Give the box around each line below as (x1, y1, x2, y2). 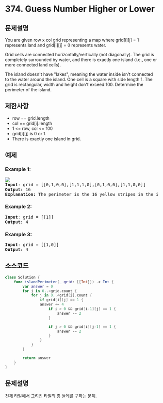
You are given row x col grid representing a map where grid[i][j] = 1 (5, 37, 139, 43)
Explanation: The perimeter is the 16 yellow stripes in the (5, 192, 154, 197)
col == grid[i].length (12, 120, 52, 126)
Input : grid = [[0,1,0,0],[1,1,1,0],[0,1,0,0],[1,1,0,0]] (5, 182, 146, 187)
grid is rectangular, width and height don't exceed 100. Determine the (5, 81, 144, 87)
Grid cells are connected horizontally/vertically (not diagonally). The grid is (5, 52, 154, 57)
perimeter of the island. (5, 87, 52, 93)
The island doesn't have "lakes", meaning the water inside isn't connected (5, 71, 153, 77)
